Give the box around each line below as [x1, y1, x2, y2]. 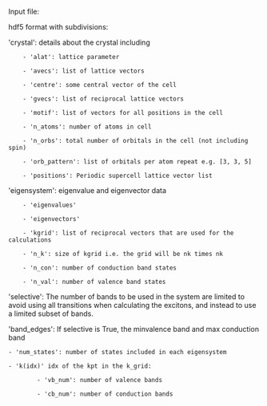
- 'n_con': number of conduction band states [22, 264, 177, 272]
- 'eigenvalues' [22, 201, 78, 209]
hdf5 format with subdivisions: [8, 22, 109, 31]
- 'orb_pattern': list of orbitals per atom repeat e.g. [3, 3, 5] [22, 158, 252, 166]
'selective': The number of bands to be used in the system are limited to [8, 292, 245, 302]
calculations [8, 236, 52, 244]
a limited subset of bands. [8, 309, 94, 318]
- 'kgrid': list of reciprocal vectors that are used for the [22, 229, 234, 237]
